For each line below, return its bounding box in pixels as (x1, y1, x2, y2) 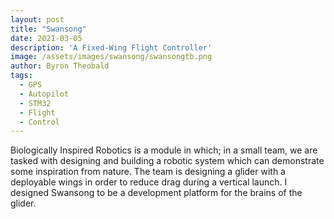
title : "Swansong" (10, 24, 87, 34)
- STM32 (19, 98, 52, 108)
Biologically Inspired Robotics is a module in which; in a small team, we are (10, 144, 318, 156)
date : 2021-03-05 (10, 33, 83, 43)
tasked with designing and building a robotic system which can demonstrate (10, 155, 325, 167)
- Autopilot (19, 89, 70, 99)
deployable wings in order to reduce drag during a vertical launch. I (10, 176, 288, 188)
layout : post (10, 14, 65, 25)
